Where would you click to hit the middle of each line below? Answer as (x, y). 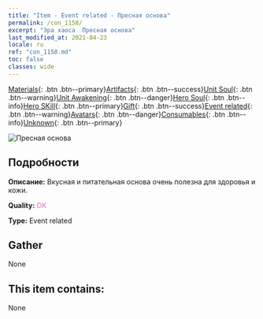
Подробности (44, 163)
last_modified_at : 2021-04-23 (58, 37)
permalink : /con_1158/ (45, 23)
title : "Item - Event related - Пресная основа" (89, 15)
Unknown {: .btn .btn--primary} (73, 122)
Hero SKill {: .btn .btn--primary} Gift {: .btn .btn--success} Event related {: (138, 106)
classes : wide (31, 67)
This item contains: (56, 289)
